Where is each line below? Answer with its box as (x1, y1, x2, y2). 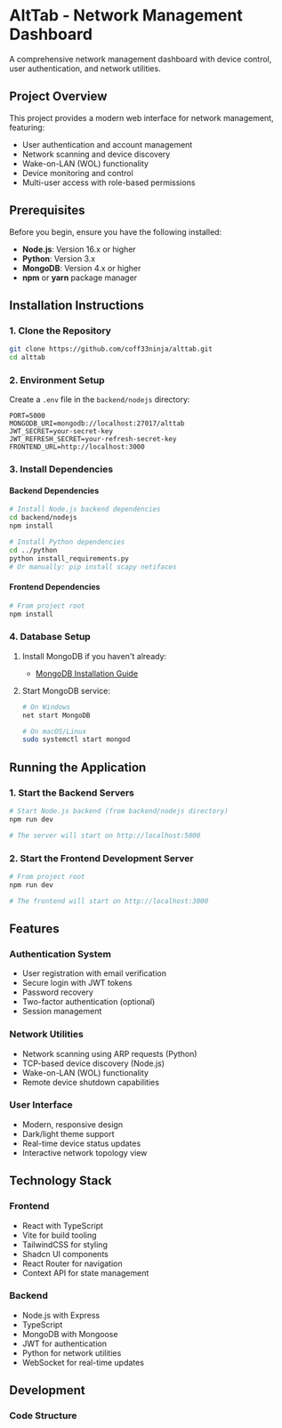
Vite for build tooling (21, 1230, 97, 1240)
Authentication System (9, 948, 111, 960)
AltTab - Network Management (9, 5, 243, 26)
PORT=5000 (9, 411, 46, 421)
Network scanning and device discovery (21, 149, 171, 159)
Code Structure (9, 1409, 77, 1422)
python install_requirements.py (9, 553, 129, 563)
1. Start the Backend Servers (9, 787, 135, 799)
